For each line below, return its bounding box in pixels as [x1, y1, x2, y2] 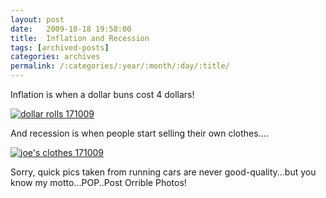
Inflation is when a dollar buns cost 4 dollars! [10, 89, 195, 100]
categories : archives [10, 52, 101, 62]
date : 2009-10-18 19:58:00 [10, 24, 132, 34]
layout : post [10, 14, 65, 25]
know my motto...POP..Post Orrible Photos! [10, 177, 187, 188]
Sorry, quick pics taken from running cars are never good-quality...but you [10, 166, 317, 178]
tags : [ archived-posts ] [10, 42, 110, 53]
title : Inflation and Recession [10, 33, 150, 43]
